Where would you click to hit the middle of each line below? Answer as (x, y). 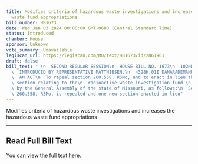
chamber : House (25, 39)
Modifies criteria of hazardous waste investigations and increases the (90, 110)
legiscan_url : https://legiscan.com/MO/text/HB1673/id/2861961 (85, 55)
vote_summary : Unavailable (39, 50)
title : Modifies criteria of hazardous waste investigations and (88, 12)
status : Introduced (30, 34)
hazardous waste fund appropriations (52, 117)
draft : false (22, 61)
